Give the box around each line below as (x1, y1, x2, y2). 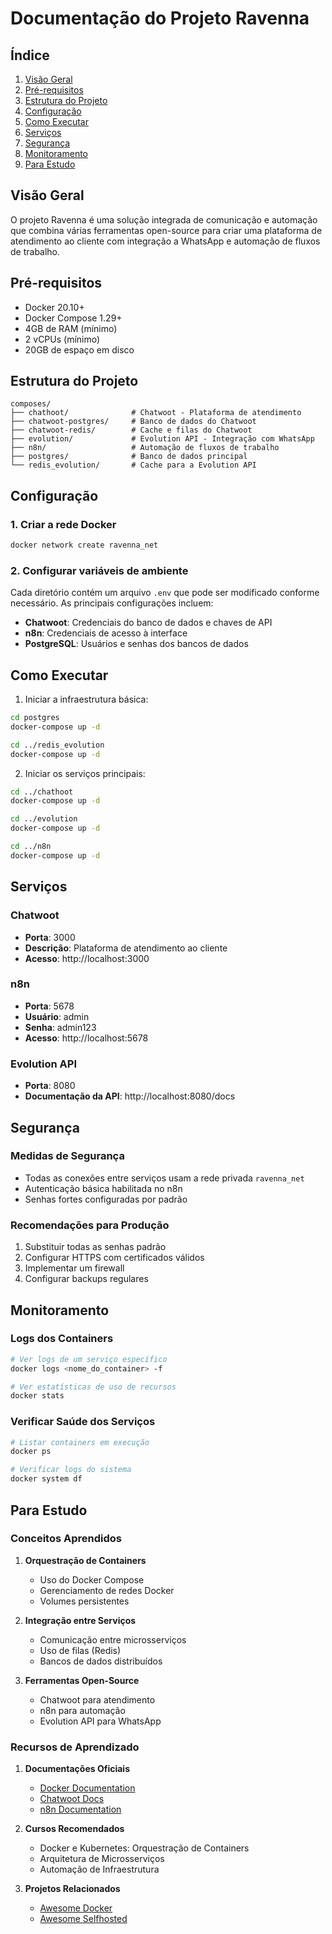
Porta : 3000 (24, 931, 76, 943)
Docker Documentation (39, 1782, 136, 1794)
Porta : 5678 (24, 1000, 75, 1012)
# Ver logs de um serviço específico (10, 1354, 168, 1364)
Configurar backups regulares (24, 1273, 149, 1285)
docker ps (10, 1447, 52, 1457)
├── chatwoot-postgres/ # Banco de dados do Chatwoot (10, 417, 257, 427)
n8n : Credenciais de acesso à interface (24, 627, 188, 639)
